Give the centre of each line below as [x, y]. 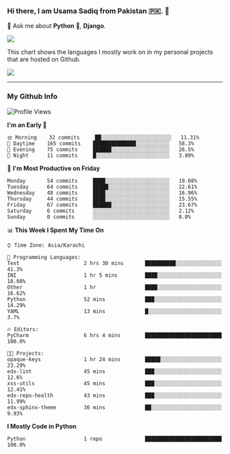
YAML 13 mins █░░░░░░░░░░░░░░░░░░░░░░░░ [115, 311]
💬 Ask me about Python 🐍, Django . [56, 26]
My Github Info [33, 97]
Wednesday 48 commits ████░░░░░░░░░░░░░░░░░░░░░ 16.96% [102, 193]
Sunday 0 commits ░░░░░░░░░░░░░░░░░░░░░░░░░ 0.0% [99, 217]
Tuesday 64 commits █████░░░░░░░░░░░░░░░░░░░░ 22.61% [102, 187]
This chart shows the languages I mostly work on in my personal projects [110, 52]
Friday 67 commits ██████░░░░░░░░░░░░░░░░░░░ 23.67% [102, 205]
